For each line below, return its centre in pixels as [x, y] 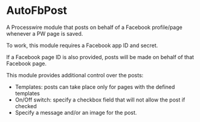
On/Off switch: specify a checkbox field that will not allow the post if [100, 100]
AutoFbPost [37, 11]
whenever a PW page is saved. [45, 33]
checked [26, 106]
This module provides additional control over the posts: [75, 75]
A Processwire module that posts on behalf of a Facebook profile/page [94, 27]
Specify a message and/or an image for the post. [76, 112]
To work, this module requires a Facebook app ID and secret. [82, 45]
